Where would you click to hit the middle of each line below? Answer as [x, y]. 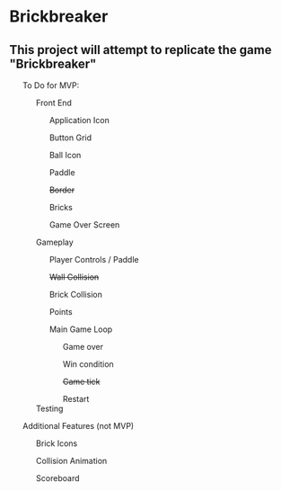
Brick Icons [57, 443]
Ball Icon [65, 155]
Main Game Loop [81, 329]
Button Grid [70, 138]
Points [61, 312]
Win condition [88, 364]
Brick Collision [76, 295]
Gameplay [54, 242]
